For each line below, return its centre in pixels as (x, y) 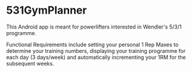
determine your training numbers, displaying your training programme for (96, 50)
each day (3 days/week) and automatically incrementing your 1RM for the (96, 57)
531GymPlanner (47, 10)
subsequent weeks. (30, 64)
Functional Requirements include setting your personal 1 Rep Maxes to (92, 45)
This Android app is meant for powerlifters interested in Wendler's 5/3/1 (94, 27)
